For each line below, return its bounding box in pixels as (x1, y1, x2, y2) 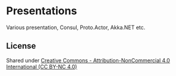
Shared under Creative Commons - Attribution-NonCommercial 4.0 (6, 56, 171, 64)
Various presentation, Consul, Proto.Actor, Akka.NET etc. (6, 24, 146, 31)
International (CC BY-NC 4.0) (6, 63, 77, 70)
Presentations (6, 4, 77, 18)
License (6, 41, 36, 51)
